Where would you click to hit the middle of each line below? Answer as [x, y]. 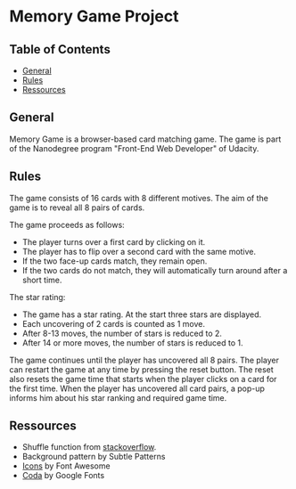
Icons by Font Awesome [66, 466]
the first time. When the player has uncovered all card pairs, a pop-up [137, 388]
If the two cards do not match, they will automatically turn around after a [155, 270]
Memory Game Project [94, 16]
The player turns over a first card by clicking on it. [114, 241]
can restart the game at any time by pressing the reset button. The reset [141, 369]
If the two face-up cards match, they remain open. [115, 261]
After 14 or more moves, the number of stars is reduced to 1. [132, 342]
